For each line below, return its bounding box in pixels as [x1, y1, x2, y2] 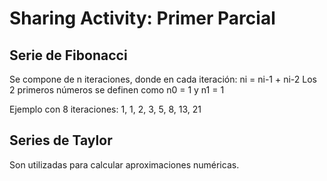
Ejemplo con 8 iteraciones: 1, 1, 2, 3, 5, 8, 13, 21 [9, 103, 202, 115]
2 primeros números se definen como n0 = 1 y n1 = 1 [9, 84, 225, 96]
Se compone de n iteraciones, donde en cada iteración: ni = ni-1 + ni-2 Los [9, 73, 318, 85]
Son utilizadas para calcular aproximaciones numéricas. [9, 158, 240, 171]
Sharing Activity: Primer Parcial [9, 7, 276, 30]
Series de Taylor [9, 132, 113, 149]
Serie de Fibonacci [9, 47, 128, 64]
